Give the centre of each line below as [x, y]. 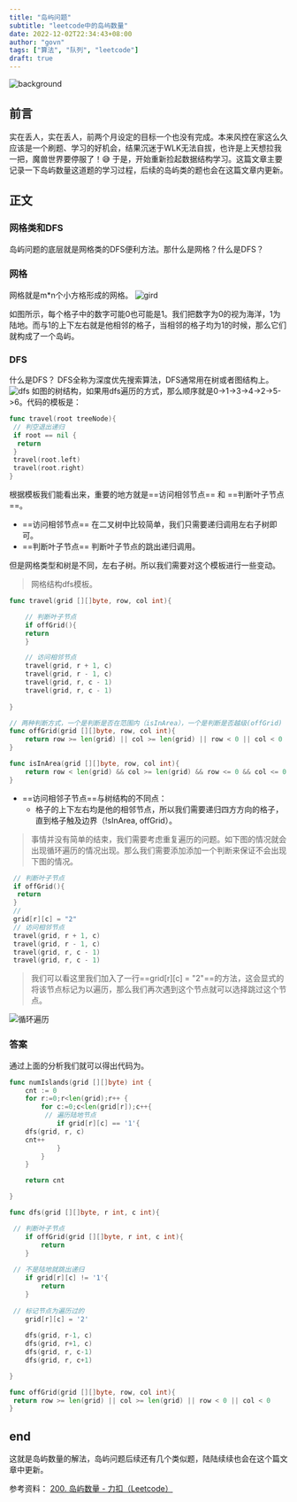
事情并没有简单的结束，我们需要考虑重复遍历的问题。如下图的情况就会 [159, 839]
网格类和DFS [36, 228]
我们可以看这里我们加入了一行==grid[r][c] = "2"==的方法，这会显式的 [157, 979]
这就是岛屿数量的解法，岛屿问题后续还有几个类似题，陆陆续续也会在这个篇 [145, 1459]
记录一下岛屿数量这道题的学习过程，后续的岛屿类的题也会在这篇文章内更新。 [148, 170]
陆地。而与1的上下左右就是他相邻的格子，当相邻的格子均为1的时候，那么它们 [148, 325]
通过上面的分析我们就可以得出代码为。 [79, 1065]
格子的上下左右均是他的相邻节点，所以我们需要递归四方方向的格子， [159, 809]
